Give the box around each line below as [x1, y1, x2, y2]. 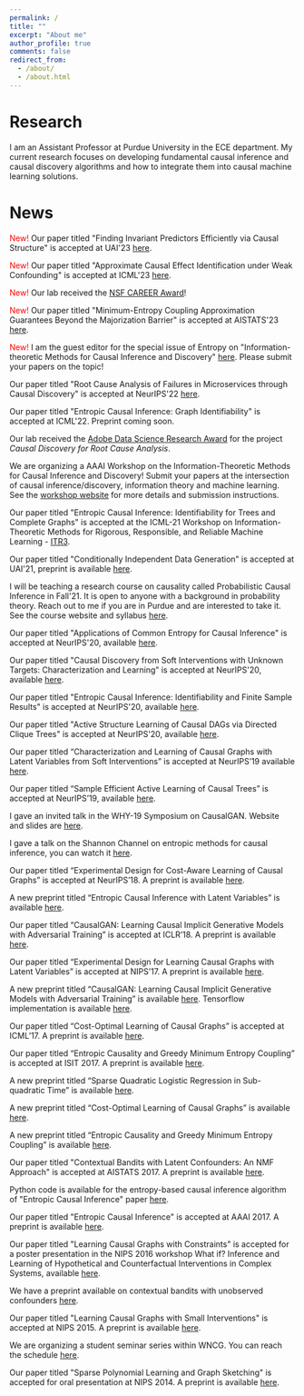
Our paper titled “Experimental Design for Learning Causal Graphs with [9, 956, 275, 967]
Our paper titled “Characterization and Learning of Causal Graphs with [9, 746, 273, 757]
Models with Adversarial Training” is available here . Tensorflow [9, 992, 245, 1004]
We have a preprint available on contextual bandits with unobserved [9, 1285, 264, 1296]
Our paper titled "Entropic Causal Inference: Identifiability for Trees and [9, 506, 276, 518]
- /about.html [17, 73, 71, 82]
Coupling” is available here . [9, 1139, 112, 1150]
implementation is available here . [9, 1002, 132, 1013]
